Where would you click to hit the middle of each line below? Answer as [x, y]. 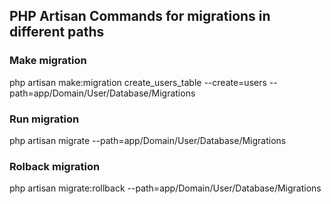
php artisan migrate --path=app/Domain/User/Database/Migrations [148, 140]
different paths [57, 32]
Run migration [44, 119]
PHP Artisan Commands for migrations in [140, 16]
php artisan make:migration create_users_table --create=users [138, 82]
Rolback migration [55, 166]
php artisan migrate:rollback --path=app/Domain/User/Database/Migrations [165, 188]
